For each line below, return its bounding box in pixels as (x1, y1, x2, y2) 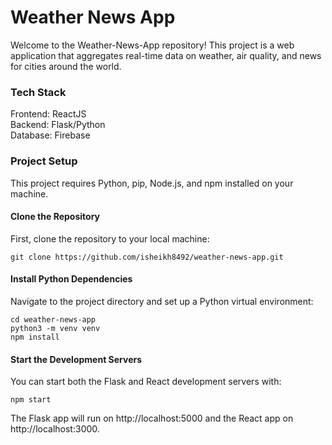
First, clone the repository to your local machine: (10, 232, 210, 245)
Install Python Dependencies (10, 273, 133, 285)
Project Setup (10, 154, 78, 168)
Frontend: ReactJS (10, 108, 87, 120)
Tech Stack (10, 85, 67, 99)
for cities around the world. (10, 60, 122, 72)
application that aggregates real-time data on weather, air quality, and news (10, 49, 322, 61)
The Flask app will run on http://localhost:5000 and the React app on (10, 412, 294, 425)
